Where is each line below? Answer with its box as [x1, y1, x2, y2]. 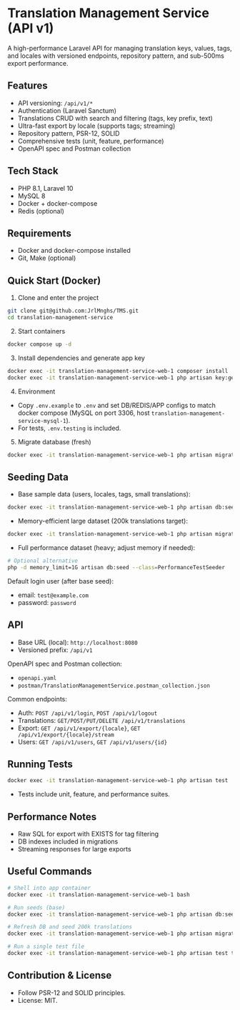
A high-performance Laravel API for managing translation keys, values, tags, [7, 44, 232, 52]
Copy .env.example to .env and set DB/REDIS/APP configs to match [17, 401, 216, 409]
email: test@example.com [17, 591, 89, 599]
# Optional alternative [7, 557, 79, 564]
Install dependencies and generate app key [17, 354, 145, 362]
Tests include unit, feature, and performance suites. [17, 790, 170, 799]
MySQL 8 [17, 191, 46, 200]
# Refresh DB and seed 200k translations [7, 924, 133, 931]
